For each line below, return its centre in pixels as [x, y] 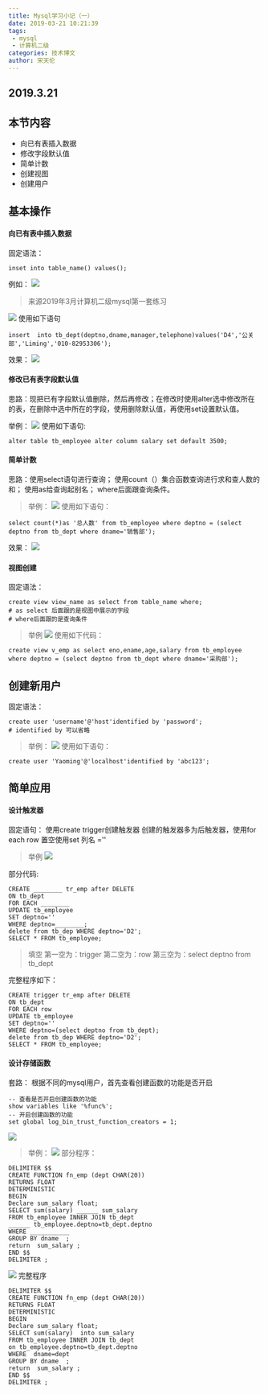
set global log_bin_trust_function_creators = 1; [93, 1122]
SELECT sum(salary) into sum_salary [71, 1333]
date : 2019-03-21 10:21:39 [53, 23]
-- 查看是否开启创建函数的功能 [53, 1099]
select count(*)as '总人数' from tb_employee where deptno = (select [125, 524]
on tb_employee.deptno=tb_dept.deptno [73, 1347]
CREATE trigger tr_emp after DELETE [69, 995]
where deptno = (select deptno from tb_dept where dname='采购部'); [124, 659]
